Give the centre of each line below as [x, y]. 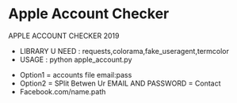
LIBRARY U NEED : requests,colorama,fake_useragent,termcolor [124, 51]
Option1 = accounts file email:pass [76, 74]
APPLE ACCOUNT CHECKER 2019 [64, 36]
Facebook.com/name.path [63, 91]
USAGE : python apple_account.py [76, 59]
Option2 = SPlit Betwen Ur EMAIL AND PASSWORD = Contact [120, 83]
